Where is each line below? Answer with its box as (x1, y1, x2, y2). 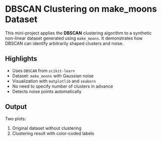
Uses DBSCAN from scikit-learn (12, 68, 75, 73)
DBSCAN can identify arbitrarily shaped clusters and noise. (5, 40, 124, 46)
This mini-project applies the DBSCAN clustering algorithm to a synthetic (5, 30, 152, 36)
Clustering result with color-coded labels (12, 130, 94, 136)
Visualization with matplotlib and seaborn (12, 78, 96, 84)
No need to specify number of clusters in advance (12, 83, 113, 89)
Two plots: (5, 116, 26, 121)
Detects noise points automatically (12, 88, 82, 94)
